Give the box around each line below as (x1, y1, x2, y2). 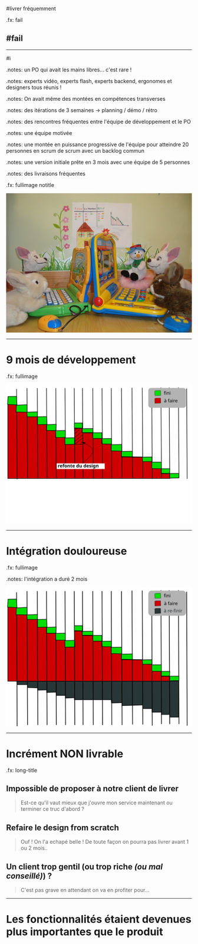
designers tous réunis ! (6, 84, 62, 91)
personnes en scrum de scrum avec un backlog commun (6, 147, 145, 154)
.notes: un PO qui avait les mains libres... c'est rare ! (6, 66, 132, 73)
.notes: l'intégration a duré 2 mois (6, 575, 88, 583)
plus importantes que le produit (6, 925, 163, 939)
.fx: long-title (6, 767, 38, 774)
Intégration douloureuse (6, 544, 127, 558)
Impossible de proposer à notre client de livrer (6, 784, 179, 794)
